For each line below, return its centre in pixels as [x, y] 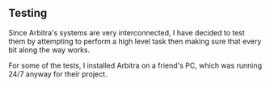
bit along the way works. [49, 50]
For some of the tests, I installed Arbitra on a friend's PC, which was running [135, 65]
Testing [28, 13]
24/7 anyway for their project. [58, 74]
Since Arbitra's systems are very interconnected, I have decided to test [127, 32]
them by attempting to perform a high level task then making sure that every [135, 41]
